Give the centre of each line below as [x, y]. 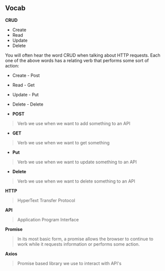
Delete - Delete [28, 104]
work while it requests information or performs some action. [79, 244]
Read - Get [23, 85]
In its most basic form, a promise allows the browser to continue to [85, 239]
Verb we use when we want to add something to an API [74, 123]
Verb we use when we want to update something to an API [77, 162]
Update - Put [25, 94]
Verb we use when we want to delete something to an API [76, 181]
